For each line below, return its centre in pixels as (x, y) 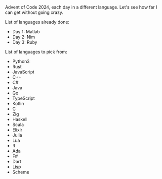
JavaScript (23, 72)
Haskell (20, 119)
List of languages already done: (37, 22)
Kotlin (18, 103)
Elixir (17, 130)
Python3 (21, 61)
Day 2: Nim (24, 37)
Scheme (21, 172)
